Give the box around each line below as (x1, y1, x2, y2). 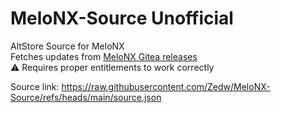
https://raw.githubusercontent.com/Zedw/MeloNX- (61, 80, 271, 92)
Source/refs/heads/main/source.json (10, 91, 162, 103)
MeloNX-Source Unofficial (10, 7, 234, 30)
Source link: (10, 80, 60, 92)
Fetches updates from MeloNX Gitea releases (10, 50, 198, 62)
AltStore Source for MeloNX (10, 40, 125, 52)
